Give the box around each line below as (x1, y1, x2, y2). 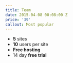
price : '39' (5, 17, 31, 22)
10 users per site (12, 41, 48, 48)
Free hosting (12, 47, 41, 53)
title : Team (5, 7, 31, 13)
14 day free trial (12, 52, 47, 58)
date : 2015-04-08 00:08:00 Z (5, 12, 68, 17)
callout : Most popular (5, 22, 54, 27)
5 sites (12, 36, 27, 42)
